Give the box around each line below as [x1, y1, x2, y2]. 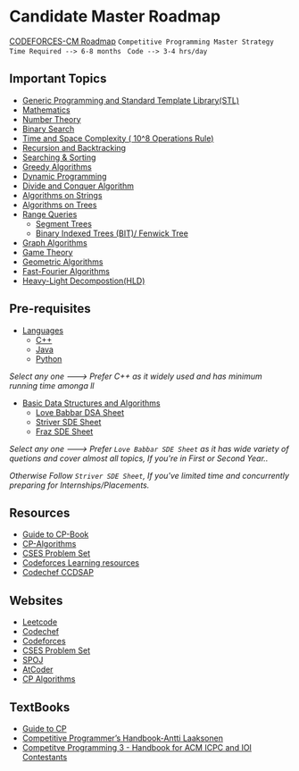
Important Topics [9, 71, 107, 87]
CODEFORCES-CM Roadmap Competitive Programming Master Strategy [9, 36, 274, 46]
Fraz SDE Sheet [35, 426, 94, 437]
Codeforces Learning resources [21, 557, 140, 568]
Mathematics [21, 105, 71, 115]
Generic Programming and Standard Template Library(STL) [21, 95, 239, 105]
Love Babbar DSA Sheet [35, 406, 125, 417]
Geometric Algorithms [21, 256, 104, 267]
